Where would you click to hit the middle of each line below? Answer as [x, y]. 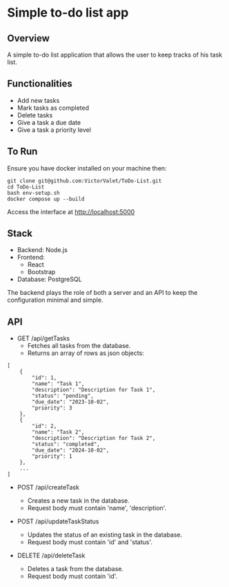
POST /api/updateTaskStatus [58, 521]
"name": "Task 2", [58, 432]
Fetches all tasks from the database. [79, 346]
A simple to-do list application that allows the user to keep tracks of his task [115, 55]
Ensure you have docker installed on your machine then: [87, 168]
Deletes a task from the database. [76, 569]
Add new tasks [38, 100]
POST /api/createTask [48, 488]
